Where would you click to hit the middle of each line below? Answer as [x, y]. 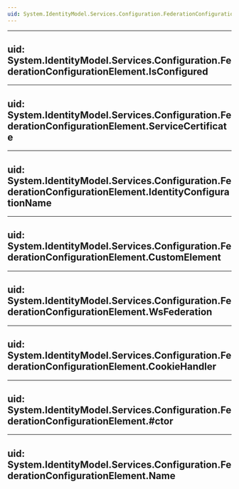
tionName [30, 203]
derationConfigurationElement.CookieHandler [112, 367]
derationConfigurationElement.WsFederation [110, 312]
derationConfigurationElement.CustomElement [115, 258]
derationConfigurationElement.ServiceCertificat [117, 126]
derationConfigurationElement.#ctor [90, 421]
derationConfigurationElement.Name [91, 476]
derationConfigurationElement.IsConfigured [108, 72]
